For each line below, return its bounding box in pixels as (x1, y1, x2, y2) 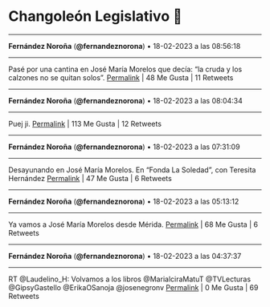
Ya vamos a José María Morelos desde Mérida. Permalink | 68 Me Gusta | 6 (8, 220, 259, 229)
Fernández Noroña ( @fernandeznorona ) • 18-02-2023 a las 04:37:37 (8, 251, 242, 261)
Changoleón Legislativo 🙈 (8, 7, 182, 26)
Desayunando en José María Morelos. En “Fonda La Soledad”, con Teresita (8, 164, 256, 175)
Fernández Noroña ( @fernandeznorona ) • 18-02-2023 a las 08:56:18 (8, 41, 241, 50)
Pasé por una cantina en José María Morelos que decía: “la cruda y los (8, 64, 243, 74)
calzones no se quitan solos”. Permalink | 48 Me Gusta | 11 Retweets (8, 72, 234, 83)
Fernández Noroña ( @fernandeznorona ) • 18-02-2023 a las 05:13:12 (8, 196, 239, 206)
